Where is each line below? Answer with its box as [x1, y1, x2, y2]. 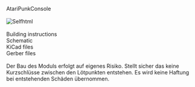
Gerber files [6, 50, 36, 56]
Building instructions [6, 31, 57, 38]
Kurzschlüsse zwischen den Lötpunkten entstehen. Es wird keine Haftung [6, 69, 190, 76]
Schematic [6, 37, 33, 44]
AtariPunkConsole [6, 5, 51, 12]
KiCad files [6, 43, 34, 50]
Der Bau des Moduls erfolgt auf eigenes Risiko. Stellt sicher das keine [6, 62, 179, 70]
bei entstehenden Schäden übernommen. [6, 75, 110, 82]
